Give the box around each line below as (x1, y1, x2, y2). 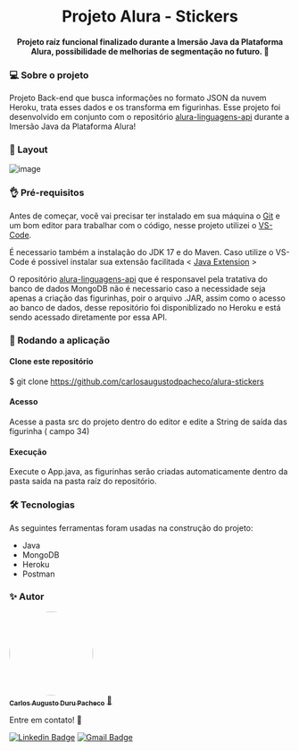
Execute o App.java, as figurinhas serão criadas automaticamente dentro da (9, 466, 288, 477)
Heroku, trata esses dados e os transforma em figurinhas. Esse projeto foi (9, 102, 281, 113)
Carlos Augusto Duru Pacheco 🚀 (9, 695, 112, 708)
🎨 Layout (9, 143, 48, 156)
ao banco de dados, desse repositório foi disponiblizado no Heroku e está (9, 302, 281, 312)
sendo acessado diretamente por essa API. (9, 311, 168, 322)
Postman (21, 568, 55, 579)
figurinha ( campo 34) (9, 426, 90, 436)
